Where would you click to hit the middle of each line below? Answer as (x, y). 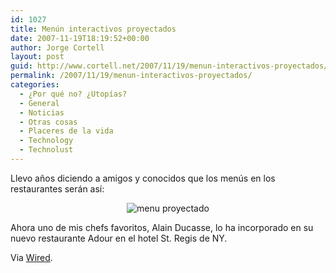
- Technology (46, 141)
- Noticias (42, 112)
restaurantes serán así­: (57, 188)
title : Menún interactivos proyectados (93, 29)
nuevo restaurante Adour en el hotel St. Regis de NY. (119, 238)
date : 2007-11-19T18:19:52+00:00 (80, 38)
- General (39, 103)
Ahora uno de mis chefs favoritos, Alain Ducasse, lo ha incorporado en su (162, 227)
